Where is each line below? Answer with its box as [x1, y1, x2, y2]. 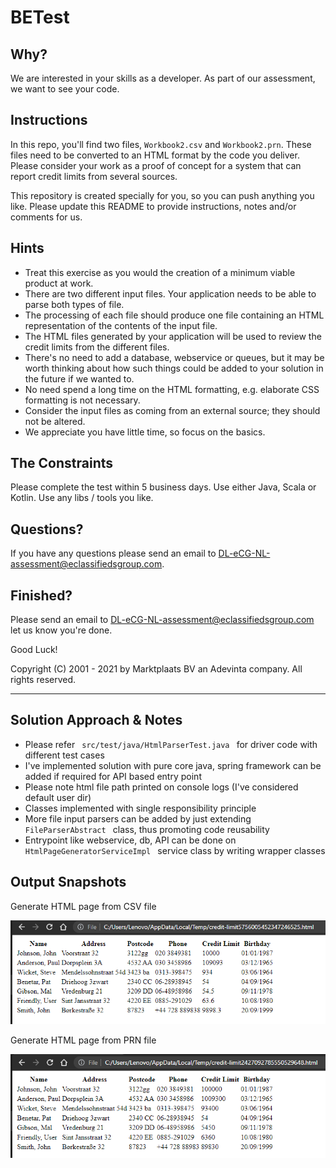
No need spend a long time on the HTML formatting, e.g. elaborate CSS [24, 383, 320, 395]
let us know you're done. [10, 624, 113, 636]
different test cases [24, 749, 105, 761]
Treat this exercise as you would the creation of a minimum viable [24, 266, 296, 278]
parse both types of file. [24, 298, 125, 310]
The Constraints [10, 455, 114, 472]
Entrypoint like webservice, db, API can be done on [24, 834, 237, 846]
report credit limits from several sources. [10, 170, 178, 182]
